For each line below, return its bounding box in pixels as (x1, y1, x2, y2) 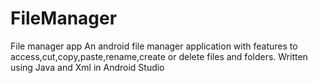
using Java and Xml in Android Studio (10, 61, 165, 73)
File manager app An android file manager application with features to (10, 40, 298, 52)
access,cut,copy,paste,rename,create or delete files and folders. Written (10, 50, 308, 62)
